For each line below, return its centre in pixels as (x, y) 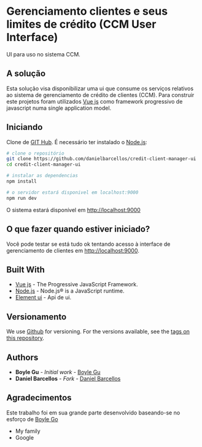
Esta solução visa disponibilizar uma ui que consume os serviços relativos (100, 88)
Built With (25, 269)
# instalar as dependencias (42, 176)
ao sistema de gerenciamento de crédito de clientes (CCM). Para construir (100, 95)
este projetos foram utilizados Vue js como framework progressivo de (95, 101)
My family (28, 431)
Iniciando (25, 127)
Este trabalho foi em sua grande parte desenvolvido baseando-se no (93, 413)
